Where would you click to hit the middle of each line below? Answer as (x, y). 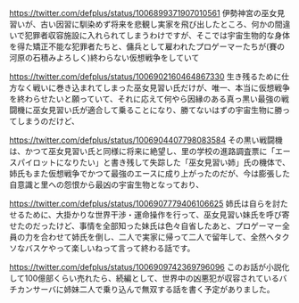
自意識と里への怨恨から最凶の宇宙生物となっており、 (106, 184)
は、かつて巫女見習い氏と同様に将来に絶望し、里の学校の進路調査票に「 (142, 151)
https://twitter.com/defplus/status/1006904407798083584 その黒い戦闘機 (146, 140)
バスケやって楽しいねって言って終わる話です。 (110, 248)
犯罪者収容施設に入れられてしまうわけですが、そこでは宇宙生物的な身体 (157, 35)
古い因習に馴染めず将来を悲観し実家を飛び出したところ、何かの (157, 24)
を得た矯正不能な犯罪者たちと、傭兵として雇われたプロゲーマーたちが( (139, 46)
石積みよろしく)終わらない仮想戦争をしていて (116, 57)
